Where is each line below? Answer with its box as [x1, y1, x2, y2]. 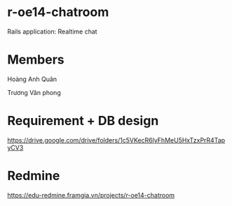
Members [7, 52, 64, 68]
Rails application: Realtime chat [7, 27, 97, 36]
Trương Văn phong [7, 88, 61, 96]
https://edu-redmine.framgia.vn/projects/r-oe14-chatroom [7, 191, 175, 199]
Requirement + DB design [7, 113, 159, 129]
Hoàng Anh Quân [7, 75, 57, 83]
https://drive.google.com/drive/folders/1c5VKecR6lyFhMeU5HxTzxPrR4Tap [7, 135, 226, 144]
